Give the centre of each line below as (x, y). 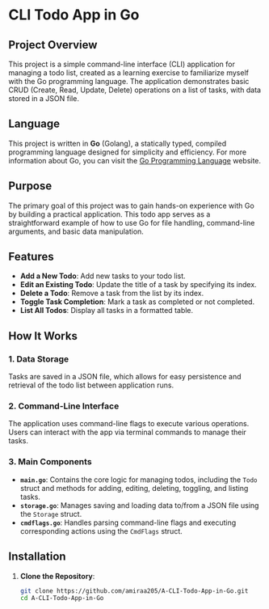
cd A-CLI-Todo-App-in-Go (62, 598)
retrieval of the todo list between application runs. (91, 385)
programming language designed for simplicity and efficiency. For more (128, 152)
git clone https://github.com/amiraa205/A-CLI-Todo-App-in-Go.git (134, 591)
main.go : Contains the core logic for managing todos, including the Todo (139, 480)
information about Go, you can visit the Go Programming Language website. (134, 160)
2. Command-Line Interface (64, 406)
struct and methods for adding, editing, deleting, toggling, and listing (134, 488)
